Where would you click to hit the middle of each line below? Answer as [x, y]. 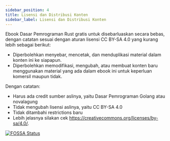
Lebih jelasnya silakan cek [40, 118]
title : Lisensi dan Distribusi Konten [47, 15]
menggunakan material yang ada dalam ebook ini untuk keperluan [82, 71]
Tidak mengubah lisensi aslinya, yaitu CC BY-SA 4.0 [68, 107]
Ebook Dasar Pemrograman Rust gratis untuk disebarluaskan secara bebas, [85, 34]
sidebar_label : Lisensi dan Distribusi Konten [56, 19]
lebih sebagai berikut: [28, 45]
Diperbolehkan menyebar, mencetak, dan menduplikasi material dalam [87, 55]
